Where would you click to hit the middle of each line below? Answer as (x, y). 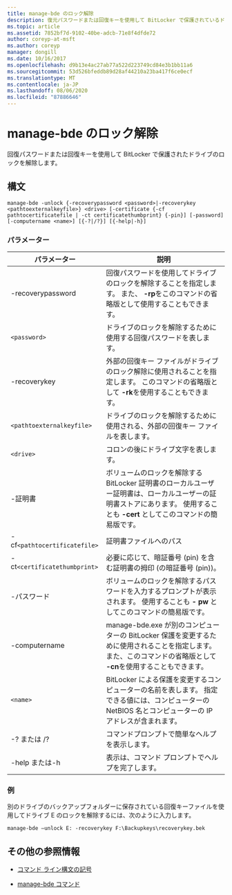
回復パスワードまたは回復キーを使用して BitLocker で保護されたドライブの (113, 154)
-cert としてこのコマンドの (166, 514)
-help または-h (36, 763)
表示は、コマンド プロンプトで (155, 757)
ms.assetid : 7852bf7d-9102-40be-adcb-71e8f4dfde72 (81, 33)
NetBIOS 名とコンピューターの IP (159, 711)
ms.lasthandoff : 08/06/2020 (48, 91)
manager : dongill (32, 53)
